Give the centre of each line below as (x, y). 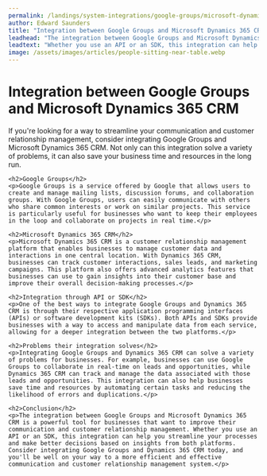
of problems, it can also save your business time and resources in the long (130, 156)
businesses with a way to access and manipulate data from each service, (133, 325)
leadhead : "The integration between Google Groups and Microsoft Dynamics (135, 38)
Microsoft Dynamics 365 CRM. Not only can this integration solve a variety (130, 147)
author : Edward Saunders (49, 23)
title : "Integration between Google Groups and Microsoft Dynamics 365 (129, 30)
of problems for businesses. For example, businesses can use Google (126, 360)
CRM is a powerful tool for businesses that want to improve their (122, 422)
